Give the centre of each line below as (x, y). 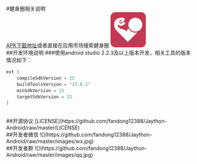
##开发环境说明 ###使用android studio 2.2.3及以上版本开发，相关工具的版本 (98, 53)
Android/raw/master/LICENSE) (43, 128)
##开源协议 (20, 121)
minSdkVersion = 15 (41, 91)
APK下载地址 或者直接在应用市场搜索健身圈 (58, 45)
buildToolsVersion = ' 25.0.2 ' (54, 84)
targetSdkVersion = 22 (44, 97)
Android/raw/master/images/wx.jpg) (50, 141)
